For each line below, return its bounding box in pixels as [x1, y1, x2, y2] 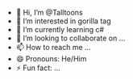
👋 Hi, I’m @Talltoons [15, 8, 83, 17]
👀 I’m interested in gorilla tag [15, 16, 111, 26]
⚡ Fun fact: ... [15, 63, 60, 73]
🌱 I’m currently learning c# [15, 25, 105, 34]
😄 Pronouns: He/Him [15, 54, 87, 64]
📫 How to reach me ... [15, 43, 91, 52]
